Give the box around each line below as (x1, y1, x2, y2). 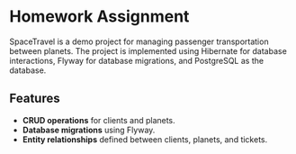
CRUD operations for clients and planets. (22, 114, 175, 125)
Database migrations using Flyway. (22, 124, 156, 135)
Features (9, 91, 60, 106)
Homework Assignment (9, 6, 190, 27)
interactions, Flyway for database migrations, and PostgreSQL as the (9, 55, 264, 66)
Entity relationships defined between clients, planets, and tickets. (22, 133, 268, 145)
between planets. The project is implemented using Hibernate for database (9, 45, 288, 56)
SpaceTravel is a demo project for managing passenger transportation (9, 36, 269, 47)
